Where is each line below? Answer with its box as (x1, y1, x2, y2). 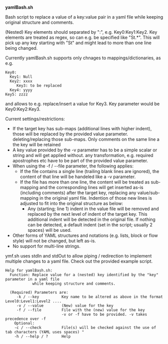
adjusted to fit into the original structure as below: (20, 201, 123, 206)
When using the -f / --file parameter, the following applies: (12, 163, 134, 169)
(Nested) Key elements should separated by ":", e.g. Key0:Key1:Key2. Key (5, 29, 157, 35)
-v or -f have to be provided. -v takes (61, 312, 147, 317)
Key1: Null (10, 74, 33, 79)
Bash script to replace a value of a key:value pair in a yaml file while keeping (5, 14, 163, 20)
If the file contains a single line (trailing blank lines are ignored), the (20, 168, 159, 174)
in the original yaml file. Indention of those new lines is (39, 195, 152, 201)
